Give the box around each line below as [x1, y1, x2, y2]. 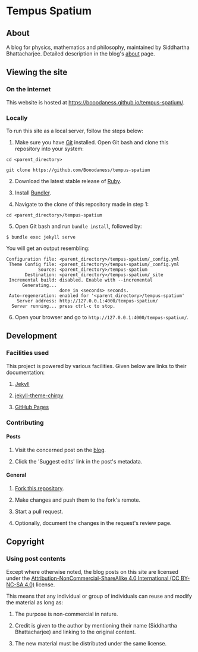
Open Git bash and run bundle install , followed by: [14, 223, 142, 230]
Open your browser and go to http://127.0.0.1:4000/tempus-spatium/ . [14, 313, 189, 320]
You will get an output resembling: [6, 245, 90, 252]
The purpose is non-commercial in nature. [14, 610, 118, 617]
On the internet [6, 85, 51, 94]
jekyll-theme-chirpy [14, 392, 64, 399]
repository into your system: [14, 145, 84, 152]
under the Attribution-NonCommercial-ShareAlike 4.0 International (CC [6, 574, 180, 582]
